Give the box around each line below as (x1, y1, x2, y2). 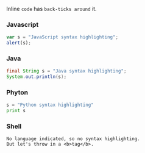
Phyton (6, 88, 29, 97)
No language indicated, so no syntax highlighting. (6, 136, 140, 142)
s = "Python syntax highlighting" (6, 102, 94, 109)
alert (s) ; (6, 40, 32, 46)
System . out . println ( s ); (6, 74, 67, 80)
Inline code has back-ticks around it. (6, 5, 97, 12)
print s (6, 108, 26, 114)
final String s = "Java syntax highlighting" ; (6, 68, 127, 74)
